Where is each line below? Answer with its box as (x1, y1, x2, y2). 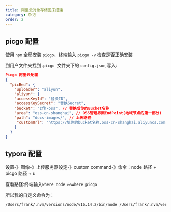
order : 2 (5, 17, 24, 22)
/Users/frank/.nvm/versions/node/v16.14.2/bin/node (5, 202, 117, 207)
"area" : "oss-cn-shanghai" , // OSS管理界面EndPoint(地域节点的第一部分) (14, 111, 162, 116)
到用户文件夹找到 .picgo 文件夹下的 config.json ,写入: (5, 62, 117, 69)
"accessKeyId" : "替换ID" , (14, 96, 68, 101)
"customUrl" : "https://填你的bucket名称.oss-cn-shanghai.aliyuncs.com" (16, 120, 168, 125)
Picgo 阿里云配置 (5, 72, 38, 78)
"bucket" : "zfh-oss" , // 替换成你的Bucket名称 (14, 105, 109, 111)
